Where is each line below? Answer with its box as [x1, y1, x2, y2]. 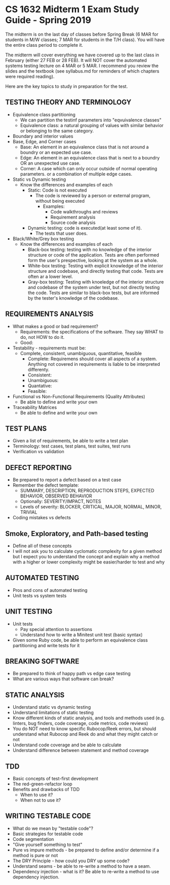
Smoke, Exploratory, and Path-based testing [5, 529, 149, 538]
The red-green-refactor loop [12, 781, 73, 787]
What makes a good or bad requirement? [12, 323, 98, 329]
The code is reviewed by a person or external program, [35, 192, 151, 199]
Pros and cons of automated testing [12, 587, 88, 593]
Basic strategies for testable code [12, 831, 83, 837]
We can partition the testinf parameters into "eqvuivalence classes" [20, 117, 161, 123]
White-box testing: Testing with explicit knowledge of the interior [27, 263, 163, 269]
